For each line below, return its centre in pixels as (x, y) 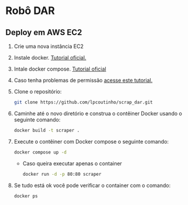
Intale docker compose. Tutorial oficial (60, 69)
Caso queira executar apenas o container (72, 163)
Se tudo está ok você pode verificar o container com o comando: (92, 185)
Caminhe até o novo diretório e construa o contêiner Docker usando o (98, 113)
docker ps (26, 196)
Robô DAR (30, 11)
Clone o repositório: (38, 91)
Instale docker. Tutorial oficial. (50, 58)
